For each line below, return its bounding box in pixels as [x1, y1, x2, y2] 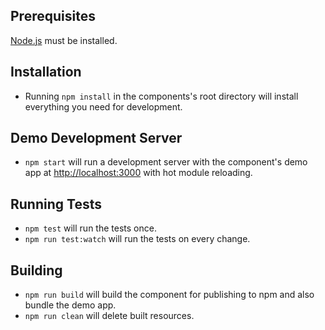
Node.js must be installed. [10, 34, 118, 46]
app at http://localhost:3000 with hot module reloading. [24, 167, 253, 179]
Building [10, 262, 63, 279]
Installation [10, 64, 82, 81]
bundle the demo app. [24, 299, 117, 311]
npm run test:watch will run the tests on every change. [24, 233, 251, 245]
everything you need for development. [24, 100, 183, 113]
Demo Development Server [10, 130, 183, 147]
